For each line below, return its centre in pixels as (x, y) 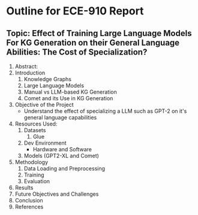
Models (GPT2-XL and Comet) (61, 156)
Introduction (30, 73)
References (29, 207)
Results (24, 188)
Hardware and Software (62, 149)
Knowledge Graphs (48, 79)
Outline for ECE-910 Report (75, 11)
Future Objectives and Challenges (57, 194)
